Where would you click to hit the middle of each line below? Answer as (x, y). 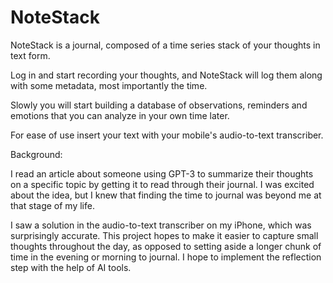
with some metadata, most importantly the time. (109, 85)
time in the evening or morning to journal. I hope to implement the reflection (166, 257)
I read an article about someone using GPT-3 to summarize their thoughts (162, 173)
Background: (36, 154)
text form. (30, 55)
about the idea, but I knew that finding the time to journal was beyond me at (166, 195)
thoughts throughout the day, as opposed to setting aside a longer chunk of (166, 246)
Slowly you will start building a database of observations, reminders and (159, 105)
